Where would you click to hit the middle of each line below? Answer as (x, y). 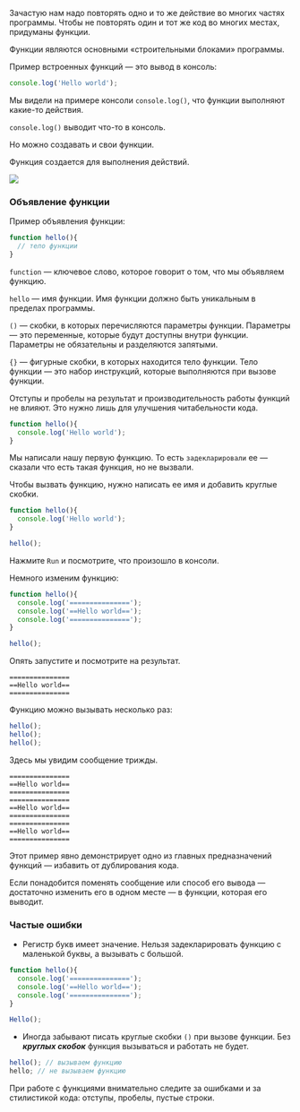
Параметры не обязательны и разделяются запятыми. (114, 344)
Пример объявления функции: (67, 221)
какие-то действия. (47, 109)
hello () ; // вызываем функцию (66, 1063)
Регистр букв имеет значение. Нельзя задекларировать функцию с (152, 944)
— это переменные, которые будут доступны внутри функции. (129, 334)
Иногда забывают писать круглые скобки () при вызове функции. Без (156, 1037)
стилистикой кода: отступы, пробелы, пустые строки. (112, 1098)
